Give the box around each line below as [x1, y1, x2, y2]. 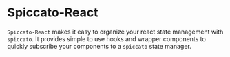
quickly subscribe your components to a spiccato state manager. [7, 42, 191, 50]
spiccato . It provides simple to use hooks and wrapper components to [7, 34, 207, 43]
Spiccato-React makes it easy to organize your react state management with [7, 27, 224, 36]
